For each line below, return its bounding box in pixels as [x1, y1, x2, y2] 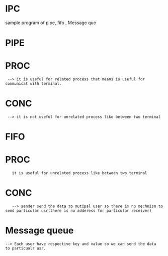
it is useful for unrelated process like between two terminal [12, 171, 147, 176]
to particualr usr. [5, 246, 46, 251]
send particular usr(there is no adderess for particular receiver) [5, 208, 152, 213]
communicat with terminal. [5, 81, 62, 86]
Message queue [5, 225, 74, 236]
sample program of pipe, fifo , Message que [5, 20, 97, 26]
